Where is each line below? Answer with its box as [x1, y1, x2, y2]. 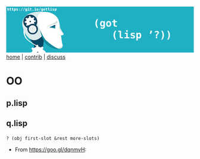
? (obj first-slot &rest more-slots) [6, 135, 100, 141]
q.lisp [6, 118, 28, 129]
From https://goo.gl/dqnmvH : [14, 146, 87, 153]
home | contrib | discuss [6, 53, 66, 60]
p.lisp [6, 98, 28, 108]
